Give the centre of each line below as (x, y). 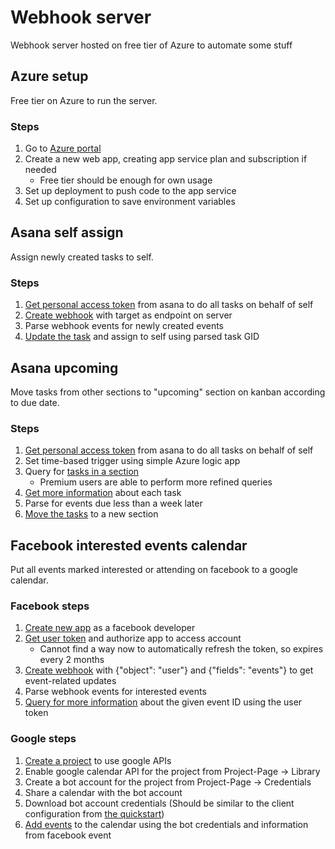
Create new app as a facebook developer (110, 628)
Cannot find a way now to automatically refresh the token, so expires (181, 649)
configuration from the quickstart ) (94, 813)
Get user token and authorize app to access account (133, 638)
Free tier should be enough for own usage (126, 180)
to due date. (35, 402)
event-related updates (70, 681)
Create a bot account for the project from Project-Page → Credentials (168, 782)
